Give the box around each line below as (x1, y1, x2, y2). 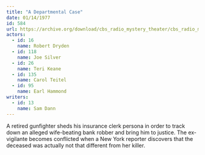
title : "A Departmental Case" (6, 9, 84, 15)
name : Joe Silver (17, 54, 62, 60)
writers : (6, 94, 29, 100)
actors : (6, 32, 26, 38)
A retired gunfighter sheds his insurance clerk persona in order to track (6, 122, 185, 129)
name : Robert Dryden (17, 43, 70, 49)
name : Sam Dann (17, 105, 56, 112)
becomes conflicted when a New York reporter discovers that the (29, 135, 193, 142)
